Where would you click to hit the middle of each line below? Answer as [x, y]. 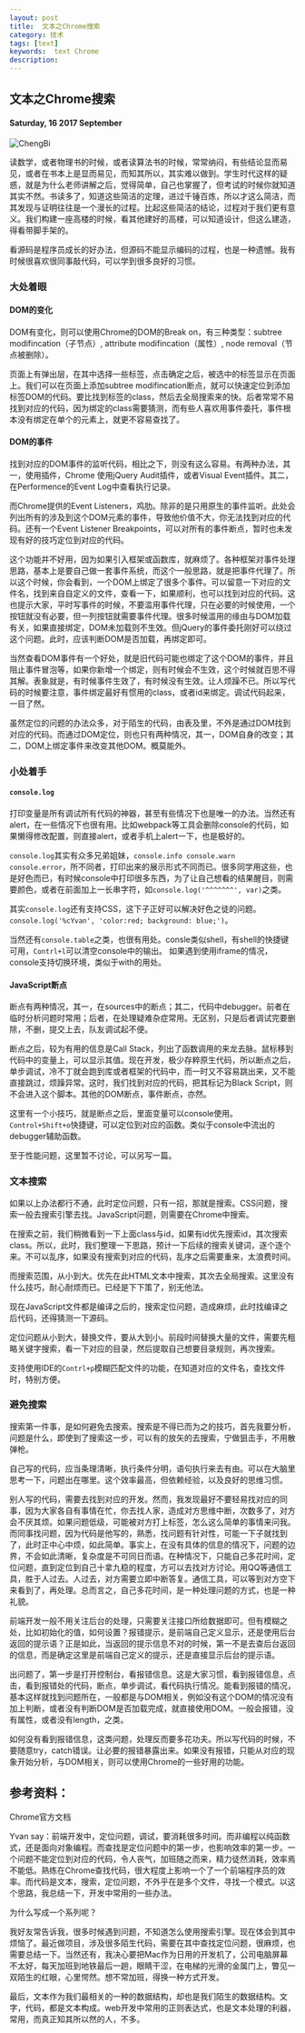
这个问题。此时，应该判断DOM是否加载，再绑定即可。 [110, 638]
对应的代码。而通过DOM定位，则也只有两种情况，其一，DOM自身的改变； [148, 734]
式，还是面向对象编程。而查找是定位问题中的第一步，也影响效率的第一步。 [148, 1848]
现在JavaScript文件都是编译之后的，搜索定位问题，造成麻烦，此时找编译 [145, 1307]
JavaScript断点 [39, 985]
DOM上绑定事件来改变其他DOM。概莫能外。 [108, 746]
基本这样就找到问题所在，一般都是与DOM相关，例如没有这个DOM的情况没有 [152, 1697]
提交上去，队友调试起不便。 [100, 1029]
